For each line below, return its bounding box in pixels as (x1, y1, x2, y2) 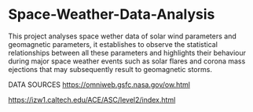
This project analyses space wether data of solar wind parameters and (8, 31, 237, 41)
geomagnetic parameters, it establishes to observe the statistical (8, 39, 218, 49)
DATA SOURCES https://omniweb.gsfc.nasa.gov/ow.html (8, 80, 191, 89)
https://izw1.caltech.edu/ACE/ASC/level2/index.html (8, 95, 176, 104)
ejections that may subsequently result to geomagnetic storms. (8, 64, 212, 74)
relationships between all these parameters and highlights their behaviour (8, 48, 246, 57)
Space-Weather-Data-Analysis (8, 5, 215, 23)
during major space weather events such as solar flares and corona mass (8, 56, 246, 66)
